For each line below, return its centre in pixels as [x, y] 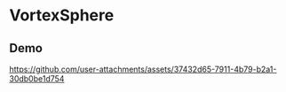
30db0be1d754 [37, 79]
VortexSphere [62, 15]
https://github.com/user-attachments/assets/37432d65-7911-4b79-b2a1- [143, 69]
